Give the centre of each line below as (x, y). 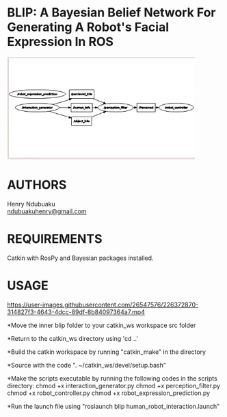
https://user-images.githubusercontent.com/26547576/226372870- (103, 305)
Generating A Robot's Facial (88, 27)
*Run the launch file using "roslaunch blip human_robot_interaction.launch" (113, 406)
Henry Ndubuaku (31, 204)
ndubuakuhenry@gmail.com (47, 211)
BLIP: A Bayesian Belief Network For (111, 13)
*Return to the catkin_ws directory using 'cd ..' (73, 338)
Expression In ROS (61, 42)
